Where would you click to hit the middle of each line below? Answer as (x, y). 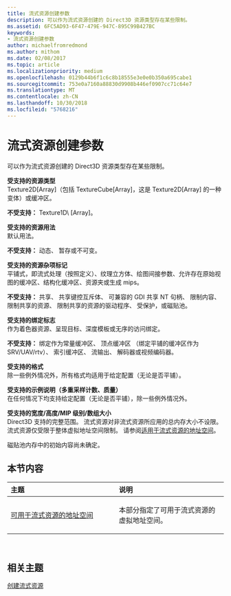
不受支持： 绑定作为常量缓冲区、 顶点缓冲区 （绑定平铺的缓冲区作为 (103, 343)
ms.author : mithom (33, 52)
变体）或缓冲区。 (31, 198)
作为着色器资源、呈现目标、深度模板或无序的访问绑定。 (85, 328)
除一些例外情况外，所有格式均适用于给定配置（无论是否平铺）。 (96, 375)
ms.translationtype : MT (41, 90)
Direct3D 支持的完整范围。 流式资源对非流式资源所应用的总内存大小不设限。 (114, 421)
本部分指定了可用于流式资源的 (167, 510)
